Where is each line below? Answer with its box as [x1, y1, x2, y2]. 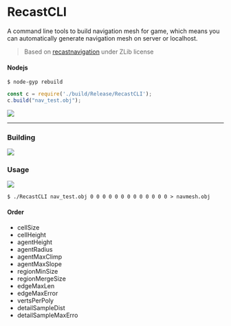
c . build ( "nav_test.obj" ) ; [7, 97, 81, 104]
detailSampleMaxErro [16, 311, 78, 319]
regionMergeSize [16, 274, 67, 283]
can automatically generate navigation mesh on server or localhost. [7, 34, 198, 42]
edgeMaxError [16, 289, 58, 297]
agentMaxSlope [16, 259, 62, 268]
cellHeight [16, 230, 47, 239]
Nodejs [7, 63, 29, 72]
